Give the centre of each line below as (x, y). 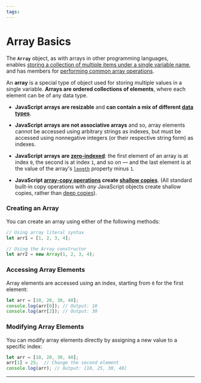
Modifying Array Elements (45, 327)
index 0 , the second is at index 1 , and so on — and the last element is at (103, 162)
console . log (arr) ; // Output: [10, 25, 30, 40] (67, 369)
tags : (13, 12)
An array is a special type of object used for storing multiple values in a (94, 82)
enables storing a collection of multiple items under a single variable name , (98, 64)
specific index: (24, 346)
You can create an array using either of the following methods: (83, 221)
